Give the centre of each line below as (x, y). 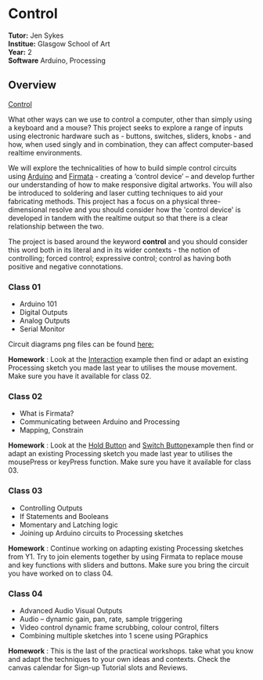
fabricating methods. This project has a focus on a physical (104, 201)
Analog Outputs (45, 321)
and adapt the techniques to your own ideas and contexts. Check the (119, 659)
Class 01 (25, 287)
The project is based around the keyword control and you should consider (128, 241)
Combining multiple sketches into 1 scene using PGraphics (114, 635)
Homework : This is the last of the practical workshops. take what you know (131, 651)
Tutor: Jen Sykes (36, 35)
